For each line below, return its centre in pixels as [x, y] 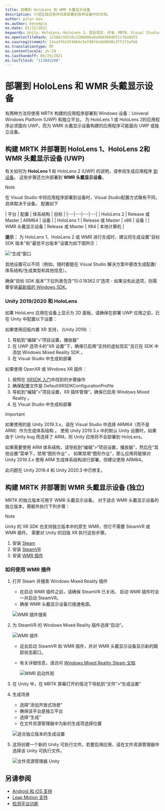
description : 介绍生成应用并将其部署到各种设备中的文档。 [58, 14]
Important [15, 414]
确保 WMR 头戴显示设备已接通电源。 [56, 604]
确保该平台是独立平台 [41, 711]
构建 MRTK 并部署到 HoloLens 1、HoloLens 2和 [78, 149]
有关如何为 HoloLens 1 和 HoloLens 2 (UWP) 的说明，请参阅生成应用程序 [79, 171]
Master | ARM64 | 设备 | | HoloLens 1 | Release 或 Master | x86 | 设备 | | [77, 220]
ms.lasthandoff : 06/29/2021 [34, 56]
